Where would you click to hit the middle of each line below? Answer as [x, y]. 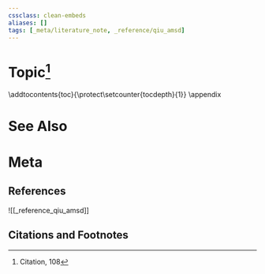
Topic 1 [30, 71]
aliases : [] [28, 23]
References [37, 191]
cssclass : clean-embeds [47, 15]
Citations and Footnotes [68, 235]
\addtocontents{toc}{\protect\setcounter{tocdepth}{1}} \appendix [115, 94]
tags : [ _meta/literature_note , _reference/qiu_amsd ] [97, 30]
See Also [38, 126]
